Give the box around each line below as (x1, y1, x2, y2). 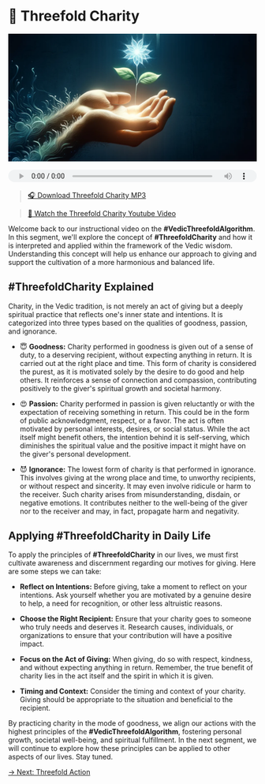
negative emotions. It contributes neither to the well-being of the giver (19, 498, 248, 507)
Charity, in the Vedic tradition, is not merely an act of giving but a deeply (8, 301, 243, 311)
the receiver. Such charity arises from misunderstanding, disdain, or (19, 489, 241, 499)
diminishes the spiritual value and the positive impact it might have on (19, 441, 246, 450)
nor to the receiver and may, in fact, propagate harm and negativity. (19, 506, 240, 516)
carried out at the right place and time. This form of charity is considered (19, 358, 257, 368)
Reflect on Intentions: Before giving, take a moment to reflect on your (19, 582, 248, 592)
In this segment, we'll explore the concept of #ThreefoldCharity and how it (8, 232, 253, 241)
